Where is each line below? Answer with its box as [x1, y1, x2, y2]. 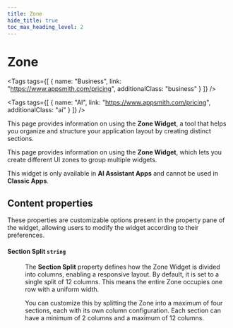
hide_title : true [7, 17, 59, 24]
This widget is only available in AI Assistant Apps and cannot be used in [7, 169, 219, 178]
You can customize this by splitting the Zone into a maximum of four [25, 299, 223, 308]
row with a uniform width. [25, 285, 100, 293]
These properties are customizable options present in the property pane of [7, 216, 225, 224]
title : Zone [7, 10, 42, 18]
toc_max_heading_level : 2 [7, 23, 83, 30]
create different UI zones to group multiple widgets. [7, 156, 157, 164]
